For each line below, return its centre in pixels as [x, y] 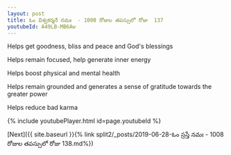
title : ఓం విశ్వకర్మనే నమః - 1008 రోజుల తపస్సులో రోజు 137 [85, 20]
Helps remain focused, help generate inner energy [79, 60]
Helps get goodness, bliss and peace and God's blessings [90, 47]
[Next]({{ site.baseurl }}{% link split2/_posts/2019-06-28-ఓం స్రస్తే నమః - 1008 [115, 134]
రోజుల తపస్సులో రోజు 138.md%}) [50, 144]
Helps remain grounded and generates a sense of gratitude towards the [110, 87]
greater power [27, 94]
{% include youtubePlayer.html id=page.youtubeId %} [84, 121]
